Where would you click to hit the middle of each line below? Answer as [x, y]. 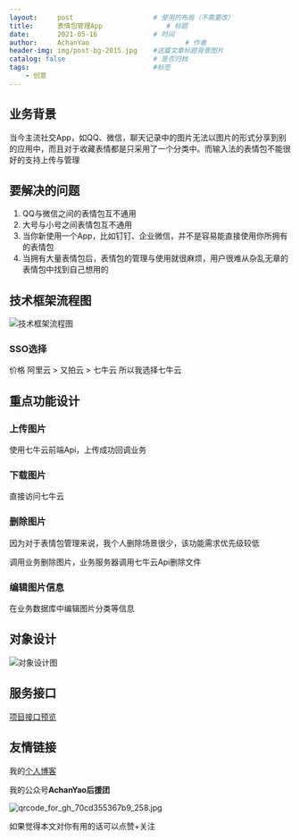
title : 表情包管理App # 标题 [99, 26]
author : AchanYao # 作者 [108, 42]
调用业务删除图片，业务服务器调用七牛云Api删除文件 [105, 562]
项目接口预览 [33, 717]
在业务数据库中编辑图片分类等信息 [72, 609]
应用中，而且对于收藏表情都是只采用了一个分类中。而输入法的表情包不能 [150, 148]
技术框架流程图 [50, 300]
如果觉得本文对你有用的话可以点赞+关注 [83, 826]
